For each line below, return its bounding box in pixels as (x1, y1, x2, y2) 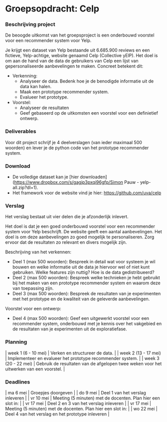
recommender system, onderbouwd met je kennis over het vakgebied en (12, 321, 162, 327)
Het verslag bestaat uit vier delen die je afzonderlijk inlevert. (5, 214, 129, 220)
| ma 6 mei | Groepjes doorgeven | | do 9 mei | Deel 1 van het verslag (5, 389, 146, 395)
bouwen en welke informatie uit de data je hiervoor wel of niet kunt (12, 264, 150, 270)
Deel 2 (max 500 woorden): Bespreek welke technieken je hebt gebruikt (12, 275, 161, 281)
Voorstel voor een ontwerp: (5, 306, 61, 312)
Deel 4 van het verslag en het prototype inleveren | (5, 411, 110, 417)
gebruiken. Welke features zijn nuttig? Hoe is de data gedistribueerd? (12, 269, 155, 275)
